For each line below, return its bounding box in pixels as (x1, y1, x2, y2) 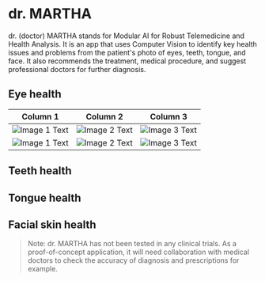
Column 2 (85, 111, 124, 122)
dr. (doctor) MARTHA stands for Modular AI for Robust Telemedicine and (8, 31, 245, 40)
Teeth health (8, 164, 72, 178)
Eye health (8, 88, 62, 101)
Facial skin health (8, 218, 97, 231)
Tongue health (8, 191, 81, 204)
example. (27, 264, 58, 274)
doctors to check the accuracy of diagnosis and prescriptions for (27, 256, 240, 265)
